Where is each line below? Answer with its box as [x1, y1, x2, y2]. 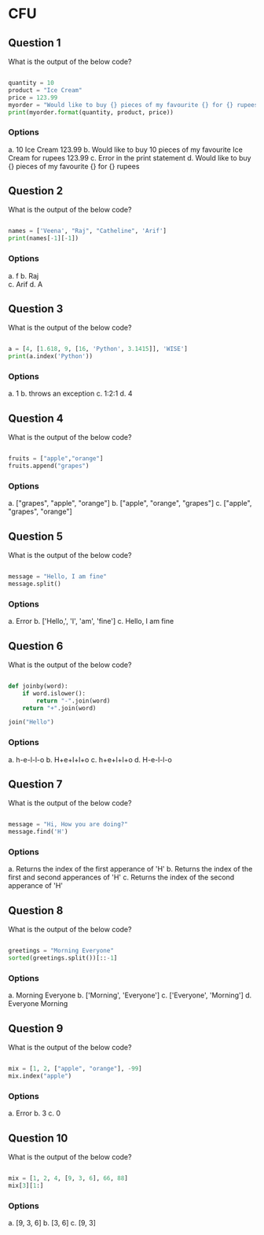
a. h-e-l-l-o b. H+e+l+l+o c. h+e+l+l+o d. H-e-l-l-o [8, 754, 173, 764]
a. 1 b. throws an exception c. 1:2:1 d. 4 [8, 389, 133, 398]
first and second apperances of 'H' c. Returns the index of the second [8, 872, 235, 882]
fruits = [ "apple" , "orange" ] [8, 455, 104, 463]
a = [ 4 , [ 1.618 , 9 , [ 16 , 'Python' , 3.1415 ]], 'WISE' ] [8, 345, 189, 353]
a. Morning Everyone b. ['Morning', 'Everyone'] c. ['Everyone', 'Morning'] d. [8, 990, 252, 1000]
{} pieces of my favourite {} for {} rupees [8, 161, 140, 171]
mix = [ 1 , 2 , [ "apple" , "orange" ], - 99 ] [8, 1065, 143, 1073]
